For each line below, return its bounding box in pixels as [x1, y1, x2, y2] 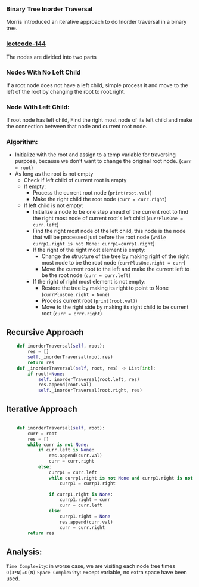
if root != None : [27, 371, 66, 377]
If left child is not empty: [23, 202, 83, 209]
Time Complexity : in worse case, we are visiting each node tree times [6, 563, 176, 570]
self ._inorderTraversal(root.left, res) [38, 376, 140, 382]
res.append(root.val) [38, 382, 92, 388]
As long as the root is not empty [14, 170, 94, 177]
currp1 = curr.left [48, 469, 97, 475]
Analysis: [6, 547, 42, 557]
